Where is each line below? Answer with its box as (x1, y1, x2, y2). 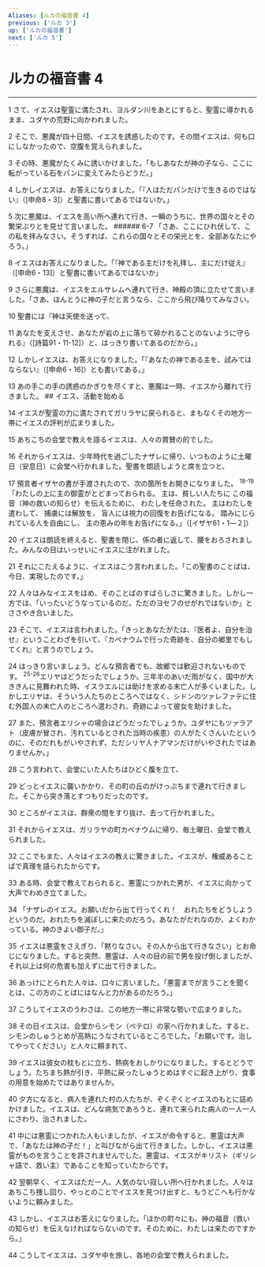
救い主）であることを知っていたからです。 (35, 1160, 173, 1170)
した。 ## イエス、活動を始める (21, 392, 125, 401)
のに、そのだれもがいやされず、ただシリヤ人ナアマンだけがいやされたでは (8, 738, 250, 747)
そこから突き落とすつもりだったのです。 (21, 791, 153, 800)
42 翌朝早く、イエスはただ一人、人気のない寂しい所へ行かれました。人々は (8, 1177, 254, 1186)
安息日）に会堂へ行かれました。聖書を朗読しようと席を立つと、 (21, 461, 230, 471)
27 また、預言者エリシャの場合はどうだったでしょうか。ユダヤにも (8, 718, 226, 727)
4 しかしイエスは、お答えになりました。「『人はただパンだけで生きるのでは (8, 185, 250, 194)
